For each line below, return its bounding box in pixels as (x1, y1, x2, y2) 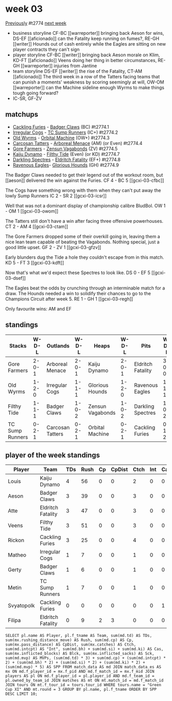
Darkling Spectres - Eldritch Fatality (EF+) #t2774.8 (12, 156, 121, 162)
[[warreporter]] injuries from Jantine (20, 63, 97, 69)
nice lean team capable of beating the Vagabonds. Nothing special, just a (5, 239, 160, 245)
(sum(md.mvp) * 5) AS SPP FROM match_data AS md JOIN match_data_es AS (5, 665, 161, 670)
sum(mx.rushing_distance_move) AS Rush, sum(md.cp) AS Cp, (5, 637, 134, 643)
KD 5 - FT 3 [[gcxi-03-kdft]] (5, 259, 64, 265)
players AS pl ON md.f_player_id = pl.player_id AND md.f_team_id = (5, 673, 155, 679)
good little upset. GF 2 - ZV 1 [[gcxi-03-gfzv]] (5, 244, 101, 250)
